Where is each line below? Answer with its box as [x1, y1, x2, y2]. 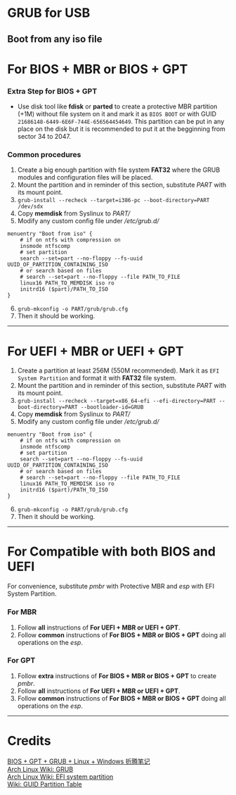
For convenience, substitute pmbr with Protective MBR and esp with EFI [7, 582, 215, 591]
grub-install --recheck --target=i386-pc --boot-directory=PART [17, 197, 210, 204]
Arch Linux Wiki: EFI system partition [7, 772, 114, 781]
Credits [7, 733, 51, 749]
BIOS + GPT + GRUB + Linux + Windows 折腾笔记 [7, 757, 151, 765]
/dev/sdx [17, 203, 44, 211]
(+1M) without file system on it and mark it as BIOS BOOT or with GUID [17, 110, 216, 118]
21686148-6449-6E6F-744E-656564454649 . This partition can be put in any [17, 118, 225, 126]
